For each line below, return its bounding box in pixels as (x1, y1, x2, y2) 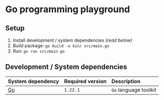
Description (111, 78, 141, 85)
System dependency (8, 78, 60, 85)
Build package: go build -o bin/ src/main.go (12, 43, 110, 49)
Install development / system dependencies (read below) (12, 37, 132, 43)
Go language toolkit (111, 86, 157, 93)
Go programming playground (5, 4, 130, 15)
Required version (64, 78, 107, 85)
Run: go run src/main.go (12, 48, 65, 54)
